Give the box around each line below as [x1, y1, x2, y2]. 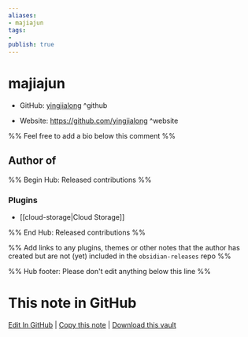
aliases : [8, 11, 37, 20]
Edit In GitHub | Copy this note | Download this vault [8, 320, 177, 330]
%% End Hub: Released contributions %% [8, 228, 146, 237]
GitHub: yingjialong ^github [19, 101, 108, 110]
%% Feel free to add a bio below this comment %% [8, 131, 176, 141]
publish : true [8, 41, 55, 49]
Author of [8, 154, 57, 168]
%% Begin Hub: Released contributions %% [8, 175, 152, 184]
